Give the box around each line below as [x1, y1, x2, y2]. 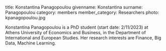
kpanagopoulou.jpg [5, 15, 46, 20]
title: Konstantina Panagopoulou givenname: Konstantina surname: [5, 4, 143, 10]
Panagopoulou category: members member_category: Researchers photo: [5, 9, 159, 15]
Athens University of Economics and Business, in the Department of [5, 30, 146, 35]
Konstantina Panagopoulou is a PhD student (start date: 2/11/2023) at [5, 24, 148, 30]
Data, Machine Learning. [5, 40, 56, 46]
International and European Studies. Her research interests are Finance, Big [5, 35, 161, 41]
